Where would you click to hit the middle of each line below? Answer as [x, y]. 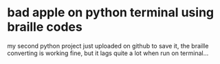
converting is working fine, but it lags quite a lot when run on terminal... [108, 53]
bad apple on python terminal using [111, 13]
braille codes [45, 27]
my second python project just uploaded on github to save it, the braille [108, 46]
